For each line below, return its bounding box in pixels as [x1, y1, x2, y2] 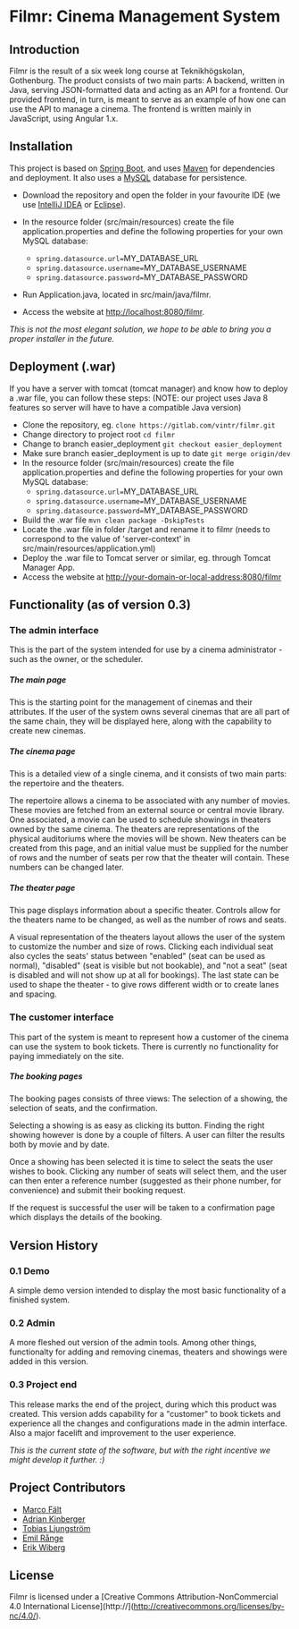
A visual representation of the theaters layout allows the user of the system [9, 932, 286, 943]
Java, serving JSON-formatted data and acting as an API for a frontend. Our [9, 85, 288, 95]
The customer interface [9, 1011, 114, 1023]
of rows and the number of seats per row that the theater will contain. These [9, 853, 290, 863]
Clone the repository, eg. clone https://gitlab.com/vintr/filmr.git [21, 419, 276, 430]
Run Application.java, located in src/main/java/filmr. [21, 289, 212, 300]
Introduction [9, 42, 80, 57]
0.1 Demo [9, 1264, 50, 1277]
